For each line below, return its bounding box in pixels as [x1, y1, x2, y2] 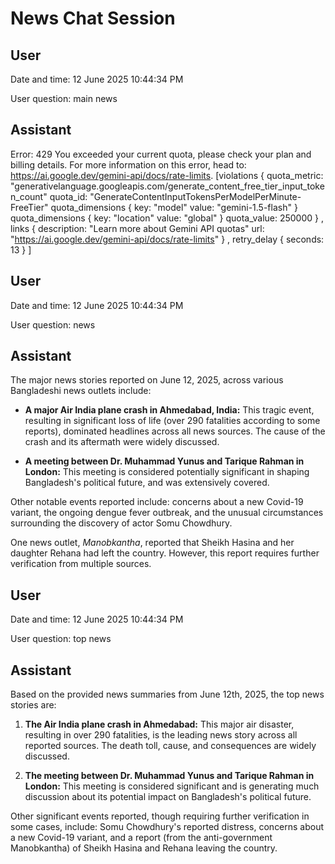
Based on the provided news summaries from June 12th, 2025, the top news [10, 688, 325, 701]
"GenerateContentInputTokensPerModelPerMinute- [89, 190, 302, 202]
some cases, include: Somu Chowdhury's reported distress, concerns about [10, 821, 325, 833]
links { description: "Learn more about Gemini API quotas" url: [10, 222, 265, 234]
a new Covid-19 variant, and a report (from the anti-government [10, 832, 273, 844]
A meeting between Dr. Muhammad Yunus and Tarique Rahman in [24, 455, 305, 467]
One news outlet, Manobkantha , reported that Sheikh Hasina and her [10, 537, 295, 549]
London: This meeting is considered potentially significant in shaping [24, 466, 310, 478]
